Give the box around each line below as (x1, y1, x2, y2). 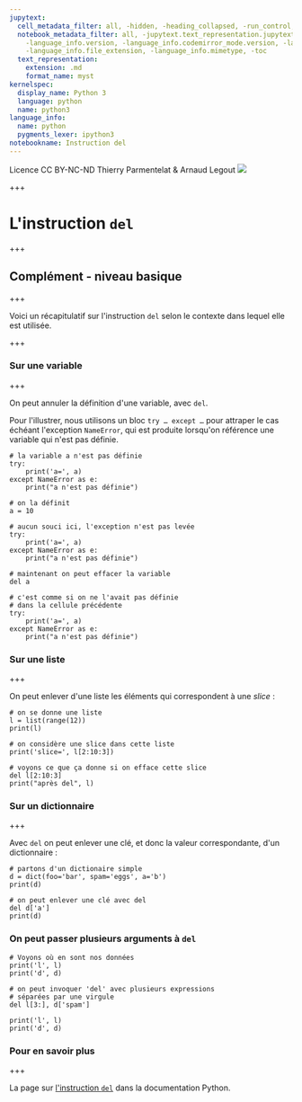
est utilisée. (9, 320, 52, 331)
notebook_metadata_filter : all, (17, 30, 139, 39)
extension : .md (25, 64, 83, 73)
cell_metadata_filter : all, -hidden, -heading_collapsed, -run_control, (17, 22, 296, 31)
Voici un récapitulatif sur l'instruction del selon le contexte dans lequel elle (9, 310, 286, 321)
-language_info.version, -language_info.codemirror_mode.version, (25, 38, 280, 48)
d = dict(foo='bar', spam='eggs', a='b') (9, 873, 167, 882)
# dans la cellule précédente (9, 600, 123, 609)
